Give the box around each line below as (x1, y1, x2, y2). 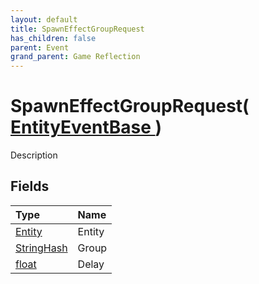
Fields (10, 178, 50, 195)
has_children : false (10, 33, 97, 43)
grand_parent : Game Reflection (10, 52, 141, 62)
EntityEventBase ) (10, 116, 163, 139)
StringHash (15, 241, 68, 255)
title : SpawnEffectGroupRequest (10, 24, 145, 34)
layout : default (10, 14, 78, 25)
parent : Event (10, 42, 70, 53)
